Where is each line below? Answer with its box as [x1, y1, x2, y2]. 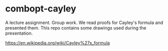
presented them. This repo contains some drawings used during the [5, 24, 146, 30]
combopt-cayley [5, 3, 77, 14]
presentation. [5, 30, 33, 36]
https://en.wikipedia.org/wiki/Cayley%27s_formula [5, 39, 110, 45]
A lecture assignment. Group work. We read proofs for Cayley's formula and [5, 19, 163, 25]
